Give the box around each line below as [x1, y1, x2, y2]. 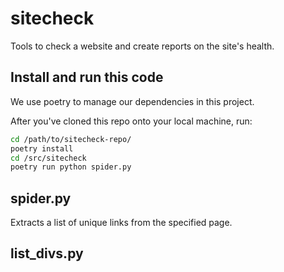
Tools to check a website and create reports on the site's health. [10, 40, 275, 52]
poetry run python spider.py [10, 162, 132, 172]
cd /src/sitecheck [10, 153, 87, 163]
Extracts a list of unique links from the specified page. [10, 217, 233, 229]
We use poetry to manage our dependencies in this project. [10, 95, 255, 107]
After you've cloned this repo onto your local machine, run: [10, 115, 253, 127]
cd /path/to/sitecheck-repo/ [10, 134, 132, 144]
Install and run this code [10, 69, 164, 86]
